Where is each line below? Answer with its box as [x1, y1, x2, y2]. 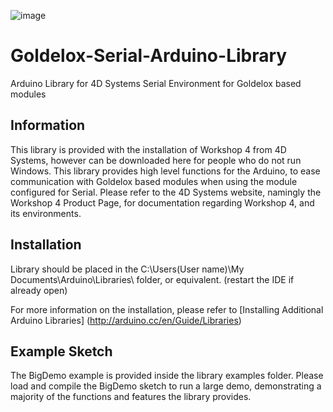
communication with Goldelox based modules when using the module [10, 175, 298, 187]
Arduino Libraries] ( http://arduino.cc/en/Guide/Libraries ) [10, 314, 242, 326]
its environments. [10, 207, 82, 219]
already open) [10, 284, 68, 296]
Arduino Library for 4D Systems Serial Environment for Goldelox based [10, 77, 302, 89]
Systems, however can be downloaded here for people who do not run [10, 154, 302, 166]
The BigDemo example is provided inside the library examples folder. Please [10, 370, 324, 382]
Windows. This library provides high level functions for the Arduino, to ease [10, 165, 321, 177]
